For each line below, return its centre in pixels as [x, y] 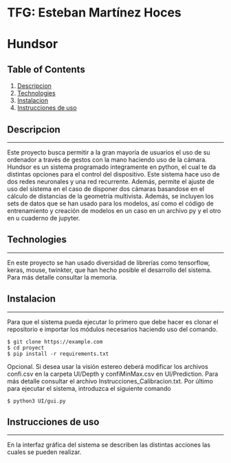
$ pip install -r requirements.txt [58, 354]
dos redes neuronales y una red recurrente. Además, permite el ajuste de [111, 181]
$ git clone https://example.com [55, 341]
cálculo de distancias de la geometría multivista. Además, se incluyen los [111, 196]
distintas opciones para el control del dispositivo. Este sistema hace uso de [113, 174]
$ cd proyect [26, 348]
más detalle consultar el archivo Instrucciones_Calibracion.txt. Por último [110, 381]
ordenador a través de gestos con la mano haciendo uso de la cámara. [107, 160]
